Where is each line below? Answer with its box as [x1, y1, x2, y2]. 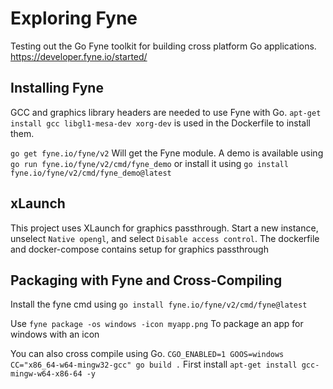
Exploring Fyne [10, 7, 138, 30]
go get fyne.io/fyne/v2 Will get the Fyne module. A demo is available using [10, 147, 324, 159]
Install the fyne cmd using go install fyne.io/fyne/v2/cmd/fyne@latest [10, 298, 308, 311]
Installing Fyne [10, 80, 104, 97]
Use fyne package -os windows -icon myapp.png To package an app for [10, 318, 304, 330]
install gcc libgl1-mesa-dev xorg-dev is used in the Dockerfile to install [10, 117, 311, 129]
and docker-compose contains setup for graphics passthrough [10, 243, 269, 255]
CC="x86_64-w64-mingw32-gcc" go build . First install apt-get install [10, 358, 298, 371]
